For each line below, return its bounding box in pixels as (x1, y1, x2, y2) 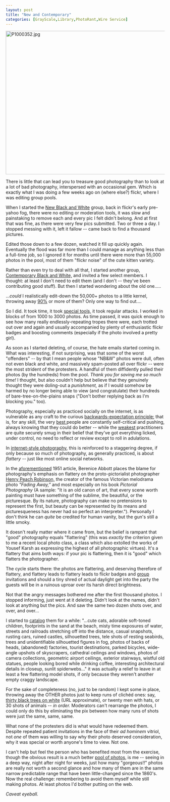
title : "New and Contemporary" (6, 12, 72, 17)
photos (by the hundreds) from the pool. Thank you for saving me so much (6, 372, 161, 378)
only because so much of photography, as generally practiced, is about (6, 451, 154, 457)
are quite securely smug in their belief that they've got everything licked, (6, 430, 156, 436)
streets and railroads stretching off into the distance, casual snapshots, (6, 628, 153, 635)
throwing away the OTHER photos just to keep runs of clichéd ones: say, (6, 692, 156, 698)
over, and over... (6, 608, 39, 614)
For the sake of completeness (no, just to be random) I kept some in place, (6, 686, 160, 693)
